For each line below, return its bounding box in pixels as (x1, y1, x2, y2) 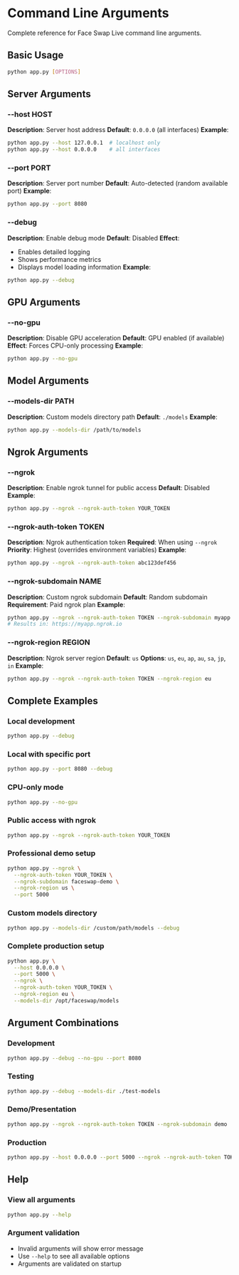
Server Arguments (7, 88, 91, 101)
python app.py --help (7, 1211, 72, 1218)
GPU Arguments (7, 296, 80, 308)
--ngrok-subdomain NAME (7, 576, 102, 586)
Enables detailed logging (17, 248, 90, 256)
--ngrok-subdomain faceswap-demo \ (14, 878, 119, 885)
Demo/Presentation (7, 1104, 77, 1114)
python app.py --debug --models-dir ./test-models (7, 1087, 161, 1094)
